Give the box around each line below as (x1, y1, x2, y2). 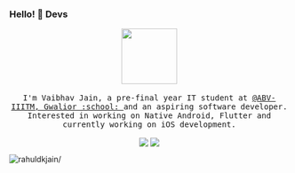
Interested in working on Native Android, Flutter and (27, 111, 272, 121)
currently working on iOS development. (62, 120, 236, 130)
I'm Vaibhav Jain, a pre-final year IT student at (22, 93, 248, 103)
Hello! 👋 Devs (9, 8, 68, 20)
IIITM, (11, 102, 40, 112)
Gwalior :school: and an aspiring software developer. (44, 102, 288, 112)
